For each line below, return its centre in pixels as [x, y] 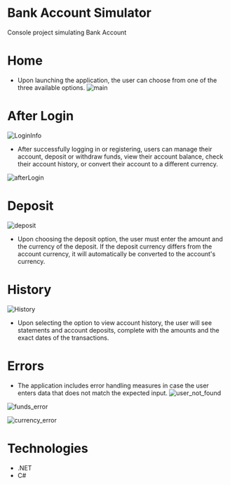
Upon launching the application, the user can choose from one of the [117, 80]
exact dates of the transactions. [63, 338]
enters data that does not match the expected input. [93, 393]
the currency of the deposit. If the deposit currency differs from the [115, 246]
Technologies [48, 448]
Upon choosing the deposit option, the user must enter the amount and [120, 239]
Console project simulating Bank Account [67, 32]
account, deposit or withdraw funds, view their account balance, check [120, 157]
